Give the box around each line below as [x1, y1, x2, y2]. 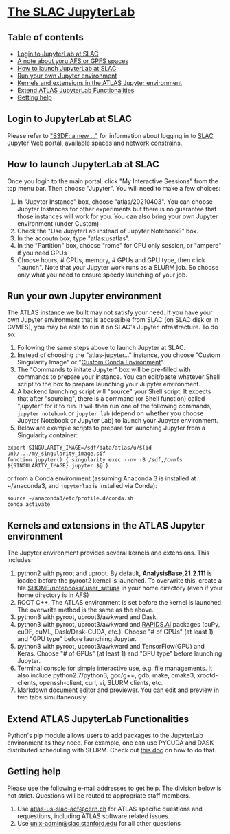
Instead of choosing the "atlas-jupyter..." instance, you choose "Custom [16, 351, 221, 359]
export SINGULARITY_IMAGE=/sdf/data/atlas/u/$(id [7, 444, 152, 452]
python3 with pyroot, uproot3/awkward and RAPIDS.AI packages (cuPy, [16, 621, 220, 629]
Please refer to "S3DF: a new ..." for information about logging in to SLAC [7, 131, 214, 139]
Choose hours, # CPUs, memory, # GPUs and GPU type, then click [16, 255, 206, 264]
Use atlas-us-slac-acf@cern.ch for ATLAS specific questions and [16, 804, 203, 813]
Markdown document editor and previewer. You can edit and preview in [16, 686, 220, 694]
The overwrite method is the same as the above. [16, 605, 154, 614]
